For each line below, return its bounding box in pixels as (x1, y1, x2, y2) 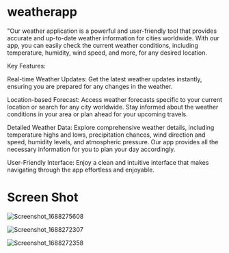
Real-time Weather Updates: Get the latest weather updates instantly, (7, 75, 202, 83)
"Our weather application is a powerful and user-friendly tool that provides (7, 27, 217, 35)
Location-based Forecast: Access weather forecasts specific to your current (7, 95, 222, 103)
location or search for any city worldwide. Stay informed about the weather (7, 103, 219, 111)
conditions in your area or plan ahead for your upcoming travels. (7, 110, 188, 118)
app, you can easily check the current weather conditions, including (7, 41, 198, 49)
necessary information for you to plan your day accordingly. (7, 145, 176, 153)
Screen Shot (7, 189, 79, 205)
